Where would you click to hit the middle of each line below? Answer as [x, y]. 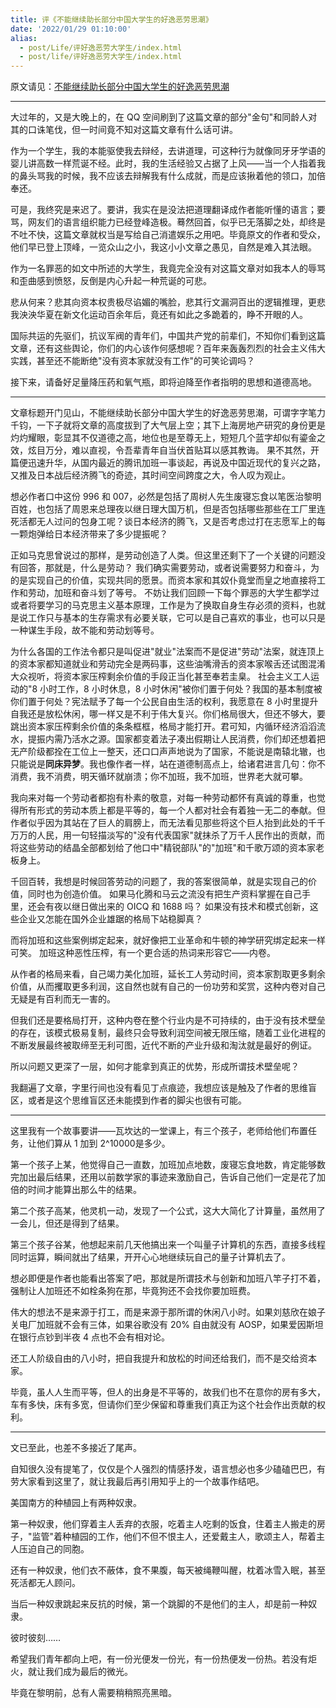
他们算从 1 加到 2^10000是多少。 [103, 1143]
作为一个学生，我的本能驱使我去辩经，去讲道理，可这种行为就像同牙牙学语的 [168, 151]
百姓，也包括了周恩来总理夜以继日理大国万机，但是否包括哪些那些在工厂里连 [168, 509]
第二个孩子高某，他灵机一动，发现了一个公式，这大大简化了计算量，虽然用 [163, 1211]
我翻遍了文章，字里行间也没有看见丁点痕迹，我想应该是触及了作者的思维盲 [163, 1088]
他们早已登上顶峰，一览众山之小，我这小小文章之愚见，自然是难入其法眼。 [163, 247]
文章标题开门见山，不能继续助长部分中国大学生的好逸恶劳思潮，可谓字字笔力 [168, 413]
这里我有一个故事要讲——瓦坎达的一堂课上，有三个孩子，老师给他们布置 [159, 1131]
